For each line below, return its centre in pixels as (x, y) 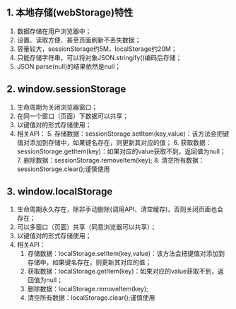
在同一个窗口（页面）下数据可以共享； (72, 116)
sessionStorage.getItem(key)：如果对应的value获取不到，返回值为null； (122, 151)
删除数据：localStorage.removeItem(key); (88, 289)
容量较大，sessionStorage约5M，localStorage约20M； (97, 49)
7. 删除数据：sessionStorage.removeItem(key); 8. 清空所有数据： (111, 160)
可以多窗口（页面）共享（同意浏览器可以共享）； (87, 227)
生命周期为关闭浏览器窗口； (57, 107)
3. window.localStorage (60, 192)
